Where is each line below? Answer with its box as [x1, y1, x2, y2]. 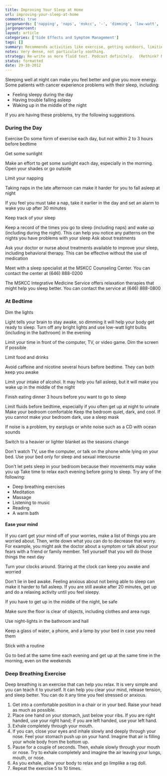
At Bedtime [5, 298, 33, 305]
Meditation [12, 489, 35, 495]
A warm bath [12, 510, 39, 516]
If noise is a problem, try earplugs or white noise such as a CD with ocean [5, 424, 157, 430]
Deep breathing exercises [12, 484, 66, 490]
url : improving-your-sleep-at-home [5, 12, 79, 17]
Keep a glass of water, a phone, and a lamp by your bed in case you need [5, 627, 156, 634]
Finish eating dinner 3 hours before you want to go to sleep [5, 394, 127, 400]
